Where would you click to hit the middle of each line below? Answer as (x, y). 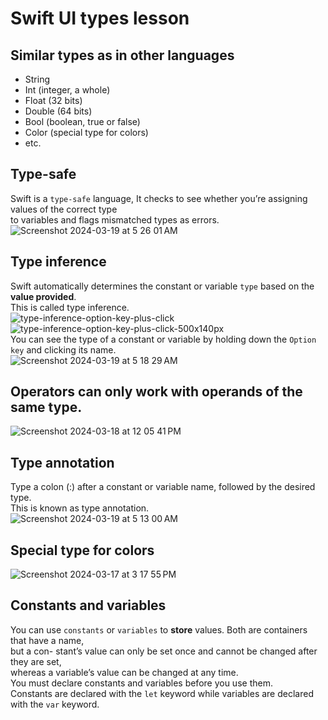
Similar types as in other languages (122, 55)
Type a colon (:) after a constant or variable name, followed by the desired (163, 487)
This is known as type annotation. (80, 508)
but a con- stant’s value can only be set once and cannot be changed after (164, 651)
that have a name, (47, 640)
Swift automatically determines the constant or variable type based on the (162, 286)
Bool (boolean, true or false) (82, 121)
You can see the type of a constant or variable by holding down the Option (163, 339)
